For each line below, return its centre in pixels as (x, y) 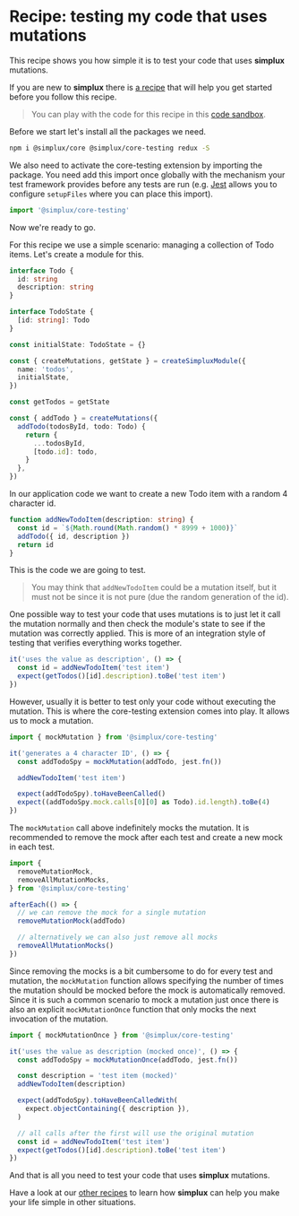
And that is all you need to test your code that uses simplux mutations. (140, 1176)
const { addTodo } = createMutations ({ (84, 419)
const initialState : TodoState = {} (77, 344)
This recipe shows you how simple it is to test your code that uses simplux (147, 60)
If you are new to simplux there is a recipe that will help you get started (141, 87)
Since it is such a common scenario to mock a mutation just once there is (144, 999)
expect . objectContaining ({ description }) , (108, 1109)
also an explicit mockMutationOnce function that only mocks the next (133, 1009)
